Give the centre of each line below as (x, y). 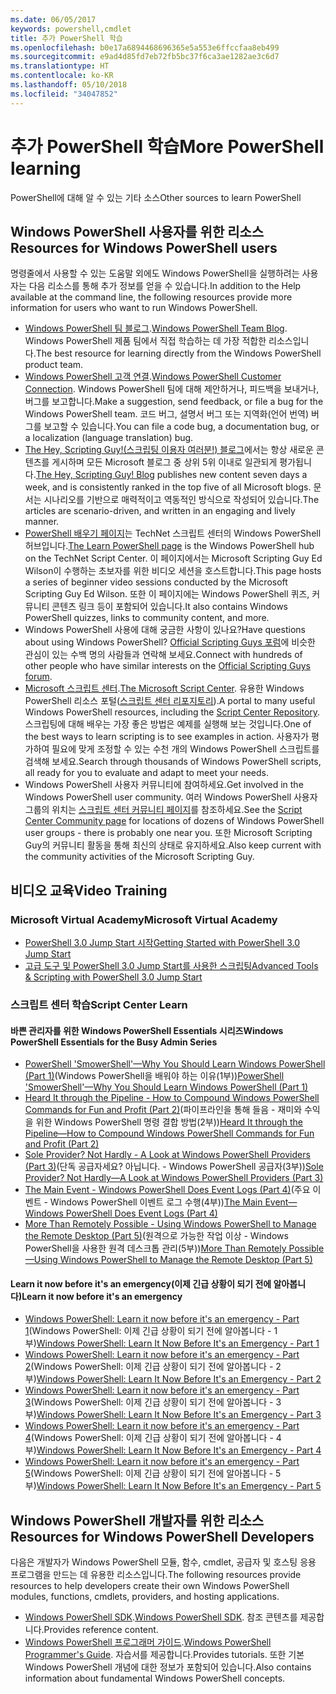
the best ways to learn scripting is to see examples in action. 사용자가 (167, 737)
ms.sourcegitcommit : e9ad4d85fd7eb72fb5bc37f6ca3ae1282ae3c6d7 (145, 57)
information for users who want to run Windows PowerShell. (134, 308)
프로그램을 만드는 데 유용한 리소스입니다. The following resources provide (156, 1575)
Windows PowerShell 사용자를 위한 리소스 (137, 231)
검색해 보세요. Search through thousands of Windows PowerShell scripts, (173, 762)
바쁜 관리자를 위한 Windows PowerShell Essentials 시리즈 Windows (147, 1030)
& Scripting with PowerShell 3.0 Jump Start (113, 977)
